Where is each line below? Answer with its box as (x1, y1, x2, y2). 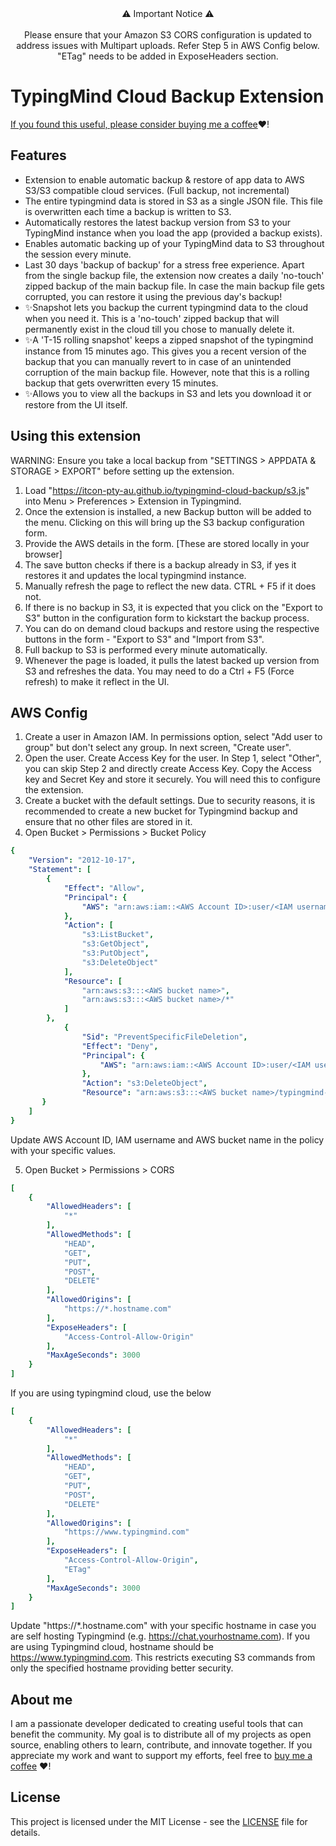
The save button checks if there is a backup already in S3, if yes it (24, 558, 297, 571)
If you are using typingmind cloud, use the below (10, 1387, 212, 1399)
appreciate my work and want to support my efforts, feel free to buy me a (10, 1750, 313, 1762)
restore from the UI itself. (24, 398, 128, 411)
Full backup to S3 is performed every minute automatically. (24, 643, 268, 656)
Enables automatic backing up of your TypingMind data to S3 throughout (24, 237, 325, 249)
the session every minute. (24, 248, 132, 260)
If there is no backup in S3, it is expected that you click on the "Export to (24, 601, 323, 613)
